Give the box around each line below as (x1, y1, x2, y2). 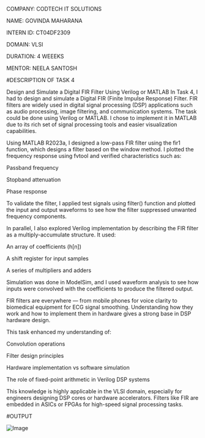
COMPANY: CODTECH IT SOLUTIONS (6, 6, 102, 12)
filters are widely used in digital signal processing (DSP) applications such (6, 101, 193, 108)
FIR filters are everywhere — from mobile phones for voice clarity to (6, 297, 177, 304)
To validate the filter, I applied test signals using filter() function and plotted (6, 200, 196, 207)
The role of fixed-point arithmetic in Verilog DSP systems (6, 376, 150, 383)
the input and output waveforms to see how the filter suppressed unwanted (6, 206, 197, 213)
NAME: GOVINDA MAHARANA (6, 17, 83, 24)
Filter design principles (6, 352, 64, 359)
